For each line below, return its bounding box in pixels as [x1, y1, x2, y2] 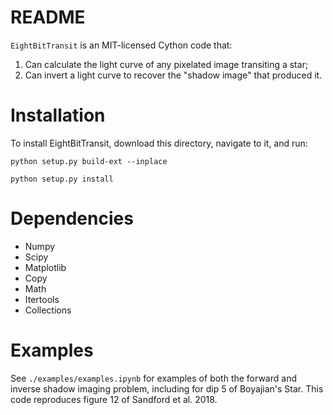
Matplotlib [24, 261, 67, 273]
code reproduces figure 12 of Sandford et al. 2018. [10, 393, 218, 405]
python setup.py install [10, 174, 114, 184]
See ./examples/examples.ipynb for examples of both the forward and [10, 372, 297, 384]
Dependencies [10, 207, 134, 230]
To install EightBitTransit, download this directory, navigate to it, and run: [10, 137, 308, 149]
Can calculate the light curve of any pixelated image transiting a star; [24, 58, 309, 70]
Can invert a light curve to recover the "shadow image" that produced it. [24, 69, 323, 81]
